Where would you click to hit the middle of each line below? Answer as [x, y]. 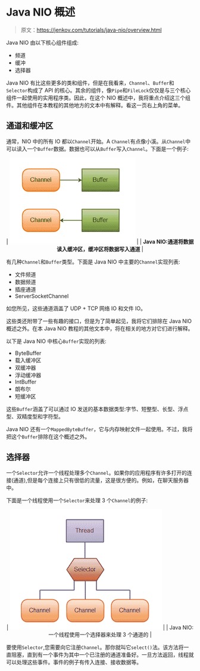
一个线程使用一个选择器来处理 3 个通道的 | [100, 634]
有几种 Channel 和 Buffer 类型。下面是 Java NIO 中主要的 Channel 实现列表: [93, 262]
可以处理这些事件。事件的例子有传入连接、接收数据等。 [74, 662]
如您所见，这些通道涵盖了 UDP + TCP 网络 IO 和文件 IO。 [76, 308]
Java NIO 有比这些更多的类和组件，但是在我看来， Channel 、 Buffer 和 [90, 83]
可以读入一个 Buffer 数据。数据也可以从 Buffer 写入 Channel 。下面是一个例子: [98, 149]
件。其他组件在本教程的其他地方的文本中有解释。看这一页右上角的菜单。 [95, 105]
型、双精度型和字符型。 [35, 416]
